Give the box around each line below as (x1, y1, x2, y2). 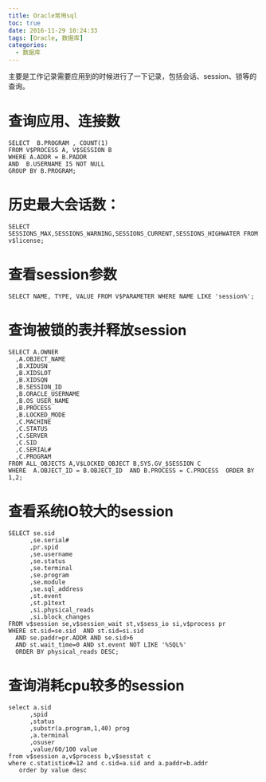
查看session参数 (8, 266, 117, 283)
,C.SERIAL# (15, 445, 52, 454)
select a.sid (8, 703, 52, 711)
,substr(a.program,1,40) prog (29, 724, 130, 733)
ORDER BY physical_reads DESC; (15, 647, 119, 655)
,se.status (29, 557, 66, 565)
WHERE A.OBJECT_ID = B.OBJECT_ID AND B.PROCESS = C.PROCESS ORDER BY (8, 467, 255, 475)
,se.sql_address (29, 585, 84, 593)
